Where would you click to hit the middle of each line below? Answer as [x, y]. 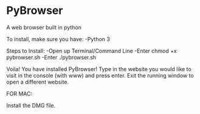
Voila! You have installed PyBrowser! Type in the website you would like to [99, 69]
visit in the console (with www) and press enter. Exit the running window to [100, 75]
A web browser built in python [44, 27]
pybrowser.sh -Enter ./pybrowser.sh [51, 57]
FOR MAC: [19, 93]
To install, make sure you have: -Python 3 [58, 39]
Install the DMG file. [31, 105]
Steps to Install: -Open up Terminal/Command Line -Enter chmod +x [92, 51]
